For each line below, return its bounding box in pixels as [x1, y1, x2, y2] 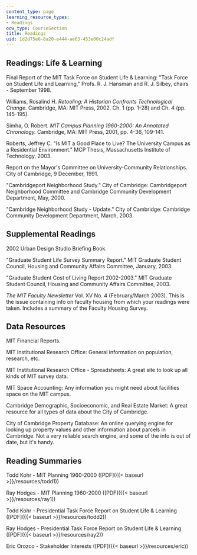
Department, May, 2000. [6, 194, 66, 201]
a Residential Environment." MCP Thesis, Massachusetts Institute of [6, 146, 171, 153]
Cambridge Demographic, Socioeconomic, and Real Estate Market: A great [6, 402, 188, 409]
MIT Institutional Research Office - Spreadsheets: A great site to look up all [6, 367, 188, 374]
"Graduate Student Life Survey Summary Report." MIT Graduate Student [6, 256, 182, 264]
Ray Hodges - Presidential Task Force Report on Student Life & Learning [6, 525, 182, 532]
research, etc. [6, 355, 40, 362]
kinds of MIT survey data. [6, 373, 68, 380]
